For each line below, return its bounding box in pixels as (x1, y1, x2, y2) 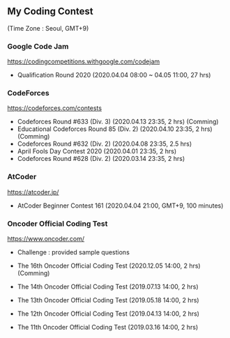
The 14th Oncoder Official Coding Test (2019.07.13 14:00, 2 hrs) (17, 282, 199, 291)
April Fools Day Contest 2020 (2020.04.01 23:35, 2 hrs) (17, 147, 177, 155)
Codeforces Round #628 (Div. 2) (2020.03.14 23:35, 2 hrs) (17, 155, 185, 163)
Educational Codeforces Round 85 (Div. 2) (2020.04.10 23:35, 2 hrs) (17, 125, 213, 133)
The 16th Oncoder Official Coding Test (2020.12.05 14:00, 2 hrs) (17, 261, 201, 270)
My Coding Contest (7, 6, 93, 17)
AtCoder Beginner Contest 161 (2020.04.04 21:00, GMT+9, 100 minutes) (17, 201, 224, 210)
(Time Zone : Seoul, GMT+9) (7, 24, 89, 32)
